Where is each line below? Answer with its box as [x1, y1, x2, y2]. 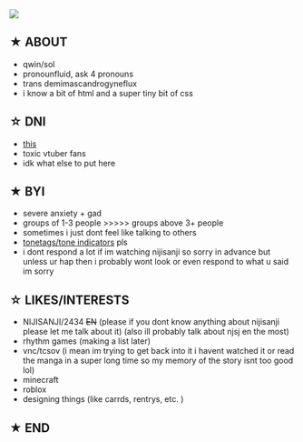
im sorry [22, 266, 54, 276]
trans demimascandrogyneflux [22, 77, 138, 89]
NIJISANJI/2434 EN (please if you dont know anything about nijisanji [22, 316, 279, 327]
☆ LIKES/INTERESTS [9, 292, 130, 307]
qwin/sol [22, 58, 55, 69]
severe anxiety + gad [22, 208, 103, 219]
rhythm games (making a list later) [22, 336, 151, 347]
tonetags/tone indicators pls [22, 236, 129, 248]
